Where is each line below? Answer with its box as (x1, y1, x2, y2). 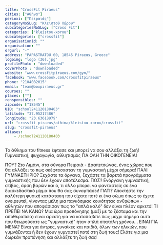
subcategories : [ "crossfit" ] (5, 35, 64, 39)
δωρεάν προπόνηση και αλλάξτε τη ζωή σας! (5, 234, 98, 240)
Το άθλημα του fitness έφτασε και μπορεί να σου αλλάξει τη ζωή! (5, 147, 139, 153)
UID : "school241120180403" (5, 107, 60, 112)
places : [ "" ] (5, 93, 32, 98)
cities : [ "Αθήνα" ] (5, 12, 42, 17)
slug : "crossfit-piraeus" (5, 125, 58, 130)
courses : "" (5, 89, 29, 94)
